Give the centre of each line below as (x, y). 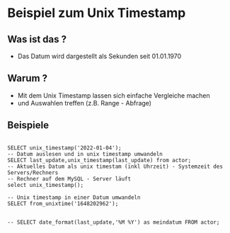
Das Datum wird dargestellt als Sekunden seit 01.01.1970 (99, 56)
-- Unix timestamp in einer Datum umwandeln (74, 197)
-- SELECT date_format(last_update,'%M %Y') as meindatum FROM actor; (114, 222)
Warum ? (28, 78)
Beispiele (28, 125)
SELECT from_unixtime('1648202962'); (63, 203)
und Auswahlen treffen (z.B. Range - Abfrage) (85, 103)
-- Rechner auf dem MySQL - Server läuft (69, 178)
